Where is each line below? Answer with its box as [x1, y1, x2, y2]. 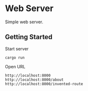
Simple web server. [5, 19, 44, 25]
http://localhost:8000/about [5, 77, 64, 82]
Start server [5, 45, 29, 51]
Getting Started [5, 33, 53, 41]
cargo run [5, 55, 25, 60]
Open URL [5, 63, 26, 69]
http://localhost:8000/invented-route [5, 81, 83, 86]
